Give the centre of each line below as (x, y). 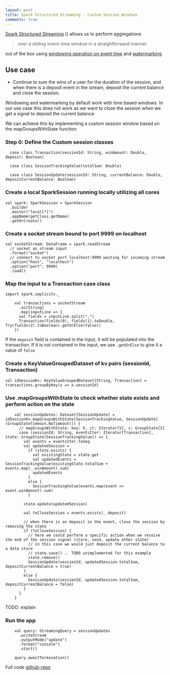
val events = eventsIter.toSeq (57, 441)
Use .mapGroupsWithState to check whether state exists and (82, 397)
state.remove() (44, 557)
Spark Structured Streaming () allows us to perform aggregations (73, 34)
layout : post (19, 10)
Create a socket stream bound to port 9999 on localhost (76, 234)
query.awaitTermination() (42, 658)
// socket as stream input (38, 249)
